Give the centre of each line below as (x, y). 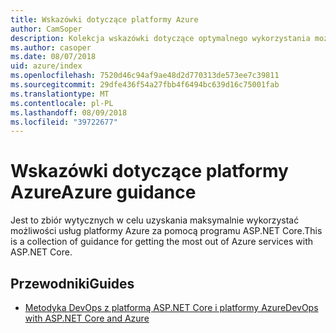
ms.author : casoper (51, 47)
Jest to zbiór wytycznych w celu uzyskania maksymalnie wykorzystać (155, 220)
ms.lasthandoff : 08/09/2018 (69, 112)
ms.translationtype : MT (60, 94)
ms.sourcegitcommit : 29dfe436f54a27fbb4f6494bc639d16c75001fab (145, 85)
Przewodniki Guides (72, 283)
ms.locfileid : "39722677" (64, 122)
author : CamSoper (46, 29)
